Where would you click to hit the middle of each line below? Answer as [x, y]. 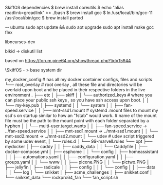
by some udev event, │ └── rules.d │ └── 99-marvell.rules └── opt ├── [79, 141]
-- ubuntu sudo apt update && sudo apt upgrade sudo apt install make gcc [80, 27]
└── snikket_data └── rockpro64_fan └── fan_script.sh [62, 177]
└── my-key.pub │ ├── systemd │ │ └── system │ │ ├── [64, 105]
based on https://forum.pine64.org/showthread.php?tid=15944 [68, 60]
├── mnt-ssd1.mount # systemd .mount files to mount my [100, 110]
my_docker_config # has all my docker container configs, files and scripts [79, 79]
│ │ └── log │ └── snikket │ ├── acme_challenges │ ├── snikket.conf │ [79, 172]
